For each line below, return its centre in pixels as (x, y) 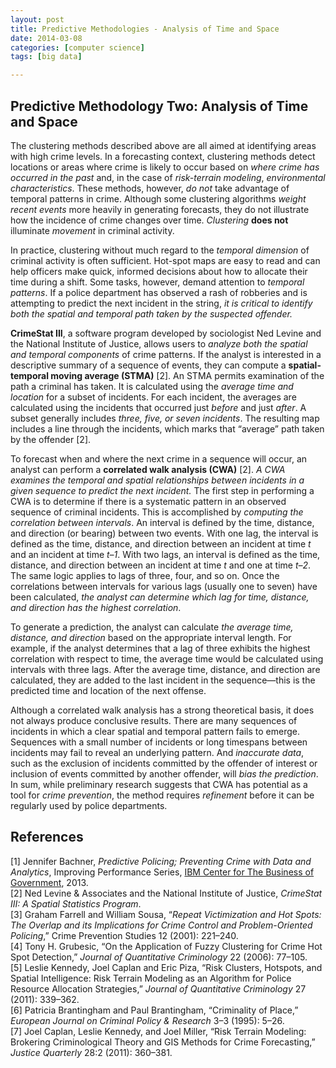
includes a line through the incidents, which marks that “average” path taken (167, 428)
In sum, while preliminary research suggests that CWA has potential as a (159, 784)
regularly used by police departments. (89, 805)
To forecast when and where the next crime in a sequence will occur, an (159, 458)
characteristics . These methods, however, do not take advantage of (150, 188)
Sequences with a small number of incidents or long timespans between (159, 742)
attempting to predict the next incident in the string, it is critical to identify (161, 303)
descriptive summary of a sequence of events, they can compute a (148, 365)
